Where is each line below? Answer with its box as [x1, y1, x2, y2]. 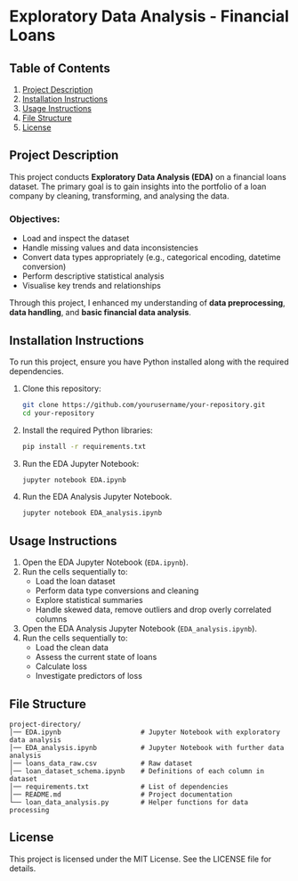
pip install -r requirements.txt [21, 442, 147, 451]
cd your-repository [21, 408, 95, 418]
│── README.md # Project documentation [9, 790, 233, 799]
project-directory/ [9, 720, 82, 729]
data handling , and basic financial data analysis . [9, 307, 191, 318]
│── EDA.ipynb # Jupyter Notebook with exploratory [9, 728, 280, 737]
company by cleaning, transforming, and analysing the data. [9, 190, 230, 201]
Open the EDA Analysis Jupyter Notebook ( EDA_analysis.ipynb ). [21, 624, 258, 634]
